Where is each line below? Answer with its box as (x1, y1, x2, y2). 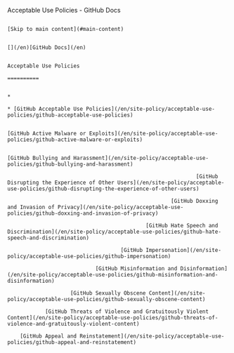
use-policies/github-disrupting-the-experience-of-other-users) (7, 185, 200, 192)
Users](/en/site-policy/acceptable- (117, 179, 225, 186)
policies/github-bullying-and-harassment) (7, 161, 134, 168)
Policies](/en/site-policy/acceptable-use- (85, 105, 216, 112)
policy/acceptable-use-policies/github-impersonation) (7, 253, 171, 260)
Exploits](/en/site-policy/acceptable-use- (89, 130, 219, 137)
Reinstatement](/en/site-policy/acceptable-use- (79, 333, 225, 340)
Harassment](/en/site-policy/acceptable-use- (73, 154, 209, 161)
